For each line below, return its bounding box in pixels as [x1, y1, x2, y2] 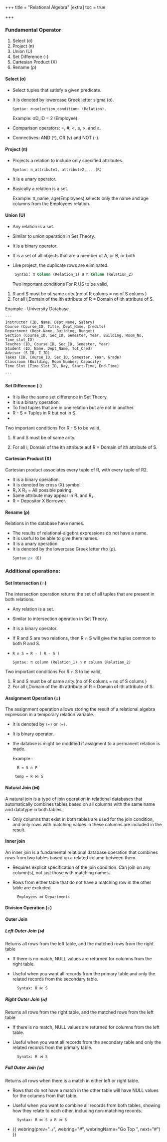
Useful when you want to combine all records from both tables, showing [12, 1102, 161, 1108]
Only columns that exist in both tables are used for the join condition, [12, 816, 154, 822]
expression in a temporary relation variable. [5, 712, 95, 718]
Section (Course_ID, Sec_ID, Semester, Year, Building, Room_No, [5, 333, 144, 338]
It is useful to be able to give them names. [12, 535, 99, 541]
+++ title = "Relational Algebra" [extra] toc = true [5, 5, 106, 10]
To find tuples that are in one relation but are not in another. [12, 404, 135, 410]
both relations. [5, 597, 35, 603]
